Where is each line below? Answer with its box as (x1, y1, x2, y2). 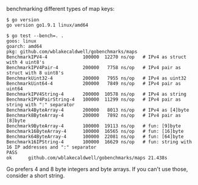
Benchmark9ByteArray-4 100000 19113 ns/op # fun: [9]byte (6, 123, 182, 129)
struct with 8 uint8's (6, 70, 64, 76)
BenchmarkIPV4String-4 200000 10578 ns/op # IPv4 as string (6, 91, 187, 97)
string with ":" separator (6, 102, 75, 108)
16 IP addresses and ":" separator (6, 144, 97, 150)
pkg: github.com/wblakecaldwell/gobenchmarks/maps (6, 49, 138, 55)
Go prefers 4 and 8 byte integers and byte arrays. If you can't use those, (6, 166, 188, 172)
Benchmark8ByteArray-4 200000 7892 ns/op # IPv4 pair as (6, 112, 182, 118)
